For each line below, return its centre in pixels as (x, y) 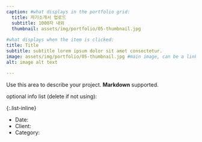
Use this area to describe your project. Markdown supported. (83, 84)
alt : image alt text (32, 62)
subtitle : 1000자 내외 (38, 23)
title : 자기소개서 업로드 (39, 17)
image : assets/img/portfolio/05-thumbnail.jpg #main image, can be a (95, 57)
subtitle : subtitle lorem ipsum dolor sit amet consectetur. (84, 51)
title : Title (23, 46)
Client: (23, 126)
